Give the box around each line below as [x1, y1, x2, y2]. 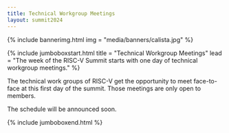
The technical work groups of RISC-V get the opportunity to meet [7, 76, 193, 85]
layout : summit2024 [7, 17, 63, 23]
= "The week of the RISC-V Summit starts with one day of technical [7, 56, 198, 64]
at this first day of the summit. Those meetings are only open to [21, 84, 201, 92]
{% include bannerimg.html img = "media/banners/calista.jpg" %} [7, 35, 194, 43]
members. [7, 91, 36, 100]
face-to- [193, 76, 218, 85]
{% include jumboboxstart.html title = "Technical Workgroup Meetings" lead [7, 49, 222, 57]
